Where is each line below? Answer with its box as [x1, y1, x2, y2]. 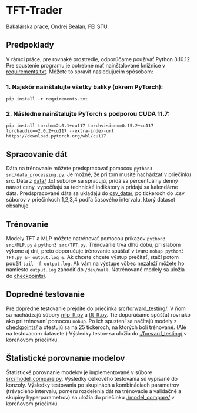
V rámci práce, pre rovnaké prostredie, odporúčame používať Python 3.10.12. [6, 55, 192, 62]
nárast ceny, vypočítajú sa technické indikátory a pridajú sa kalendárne [6, 183, 178, 191]
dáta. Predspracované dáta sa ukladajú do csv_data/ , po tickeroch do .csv [6, 190, 185, 197]
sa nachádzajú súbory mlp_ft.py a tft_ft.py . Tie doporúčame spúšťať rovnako [6, 311, 191, 318]
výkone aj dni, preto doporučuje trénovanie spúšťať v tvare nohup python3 [6, 247, 184, 254]
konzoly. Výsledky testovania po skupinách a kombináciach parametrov [6, 381, 179, 388]
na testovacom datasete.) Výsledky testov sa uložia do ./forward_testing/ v [6, 330, 187, 337]
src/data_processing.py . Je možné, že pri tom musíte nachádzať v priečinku [6, 171, 191, 178]
